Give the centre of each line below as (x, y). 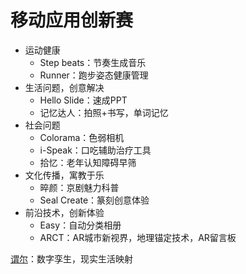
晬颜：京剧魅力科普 (79, 187)
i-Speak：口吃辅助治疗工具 (95, 150)
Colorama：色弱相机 (82, 137)
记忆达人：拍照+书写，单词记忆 (104, 112)
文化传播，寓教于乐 (64, 175)
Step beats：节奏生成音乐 (93, 62)
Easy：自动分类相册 (80, 225)
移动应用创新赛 (72, 20)
